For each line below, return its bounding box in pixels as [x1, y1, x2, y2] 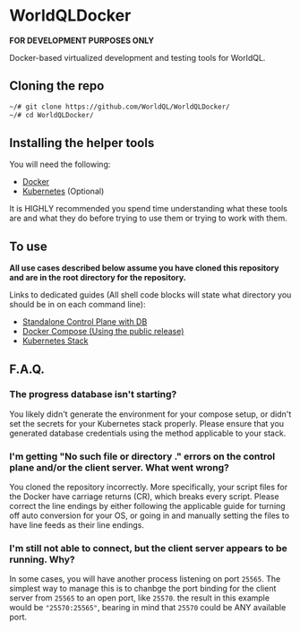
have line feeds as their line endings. [9, 520, 145, 531]
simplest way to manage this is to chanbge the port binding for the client [9, 583, 277, 594]
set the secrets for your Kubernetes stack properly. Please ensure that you [9, 418, 285, 428]
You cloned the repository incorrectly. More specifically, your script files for [9, 481, 288, 493]
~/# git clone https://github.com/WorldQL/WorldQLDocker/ [9, 102, 230, 111]
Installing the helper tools [9, 135, 155, 151]
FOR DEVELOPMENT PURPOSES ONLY [9, 35, 155, 46]
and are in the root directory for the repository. [9, 272, 186, 283]
